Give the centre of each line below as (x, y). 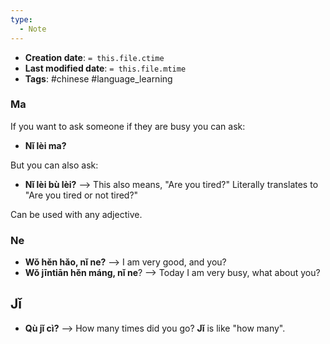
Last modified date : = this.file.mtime (105, 68)
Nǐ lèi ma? (45, 145)
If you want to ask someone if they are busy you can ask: (128, 126)
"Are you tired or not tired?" (81, 195)
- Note (33, 29)
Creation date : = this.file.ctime (94, 57)
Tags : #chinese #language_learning (98, 78)
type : (21, 19)
